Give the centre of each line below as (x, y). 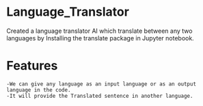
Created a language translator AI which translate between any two (99, 31)
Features (32, 66)
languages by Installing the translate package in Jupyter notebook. (100, 38)
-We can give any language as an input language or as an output (101, 84)
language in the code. (39, 90)
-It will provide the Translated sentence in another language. (100, 96)
